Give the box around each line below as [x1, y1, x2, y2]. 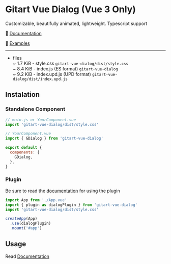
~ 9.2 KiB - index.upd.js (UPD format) [12, 71, 92, 77]
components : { [10, 150, 40, 155]
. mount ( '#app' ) [10, 226, 42, 231]
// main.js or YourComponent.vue [5, 117, 76, 122]
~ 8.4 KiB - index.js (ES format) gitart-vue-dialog [12, 65, 118, 72]
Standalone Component [5, 105, 66, 113]
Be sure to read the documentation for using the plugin [5, 188, 121, 194]
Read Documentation [5, 253, 50, 259]
